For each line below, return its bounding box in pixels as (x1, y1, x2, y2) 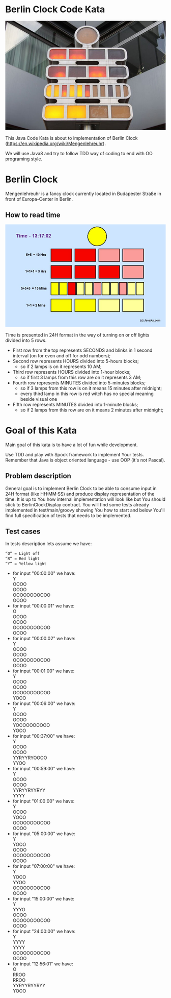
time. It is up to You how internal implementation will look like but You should (5, 496, 166, 502)
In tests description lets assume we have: (5, 541, 92, 547)
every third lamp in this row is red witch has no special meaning (20, 391, 154, 397)
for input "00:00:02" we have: (12, 636, 75, 642)
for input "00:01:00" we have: (12, 668, 75, 674)
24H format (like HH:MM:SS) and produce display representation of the (5, 491, 155, 497)
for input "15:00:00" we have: (12, 896, 75, 902)
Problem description (5, 472, 71, 480)
